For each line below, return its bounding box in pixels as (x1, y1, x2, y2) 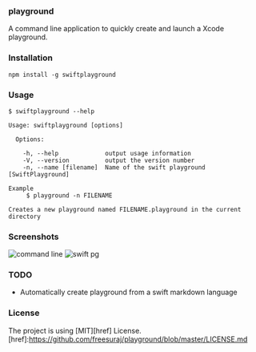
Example (8, 184, 34, 192)
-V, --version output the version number (22, 156, 195, 164)
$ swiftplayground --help (8, 107, 94, 115)
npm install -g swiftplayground (8, 71, 116, 79)
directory (8, 212, 42, 221)
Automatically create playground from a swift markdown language (19, 287, 238, 297)
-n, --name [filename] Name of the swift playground (22, 163, 206, 172)
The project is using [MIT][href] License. (8, 326, 142, 335)
